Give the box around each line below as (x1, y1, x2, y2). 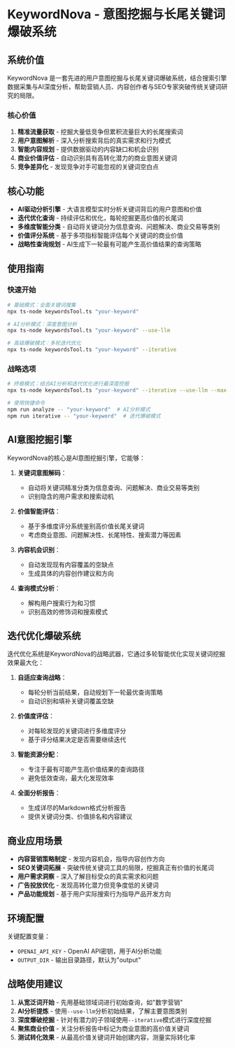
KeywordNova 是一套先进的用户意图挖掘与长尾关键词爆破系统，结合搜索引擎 (7, 74, 227, 82)
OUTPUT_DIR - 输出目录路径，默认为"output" (17, 956, 141, 964)
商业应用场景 (7, 835, 63, 847)
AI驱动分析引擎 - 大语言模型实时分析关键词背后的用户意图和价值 (17, 205, 202, 213)
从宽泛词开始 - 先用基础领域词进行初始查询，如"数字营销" (17, 998, 183, 1006)
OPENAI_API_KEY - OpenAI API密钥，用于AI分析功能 (17, 947, 162, 955)
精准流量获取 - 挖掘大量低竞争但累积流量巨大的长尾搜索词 (17, 127, 184, 136)
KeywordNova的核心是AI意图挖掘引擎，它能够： (7, 453, 145, 462)
